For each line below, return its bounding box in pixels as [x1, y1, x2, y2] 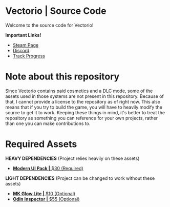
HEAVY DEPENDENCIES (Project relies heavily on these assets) [5, 155, 140, 161]
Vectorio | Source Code [5, 5, 107, 17]
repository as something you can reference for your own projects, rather [5, 115, 158, 121]
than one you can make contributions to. [5, 120, 91, 127]
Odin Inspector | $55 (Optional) [12, 196, 80, 202]
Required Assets [5, 138, 77, 150]
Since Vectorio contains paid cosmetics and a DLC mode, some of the [5, 88, 153, 94]
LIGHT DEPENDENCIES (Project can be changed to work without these [5, 175, 155, 181]
